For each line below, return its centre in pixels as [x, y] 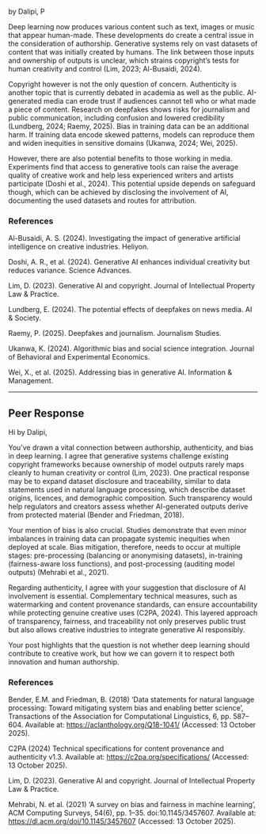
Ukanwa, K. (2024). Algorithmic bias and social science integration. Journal [131, 348]
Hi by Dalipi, [28, 432]
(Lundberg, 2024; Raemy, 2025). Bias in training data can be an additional [129, 126]
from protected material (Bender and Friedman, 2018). [96, 515]
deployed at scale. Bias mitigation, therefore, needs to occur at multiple [125, 547]
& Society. [25, 318]
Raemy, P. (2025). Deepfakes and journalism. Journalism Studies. [115, 333]
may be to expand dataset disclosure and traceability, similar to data [120, 482]
